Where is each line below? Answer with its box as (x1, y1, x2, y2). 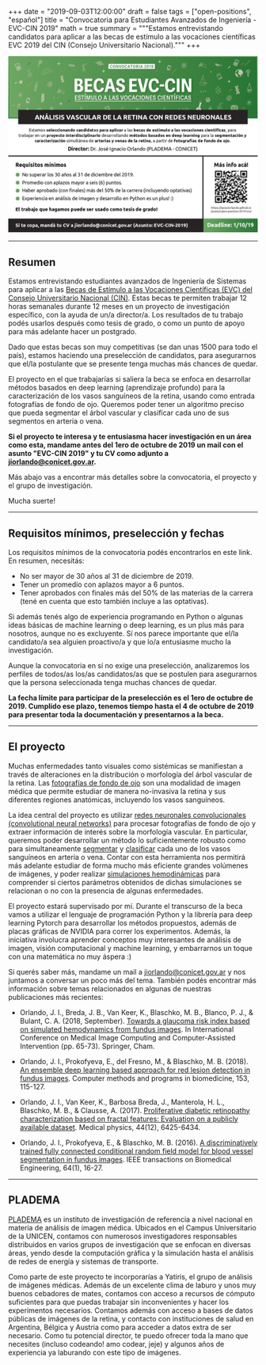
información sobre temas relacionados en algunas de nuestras (8, 983, 212, 993)
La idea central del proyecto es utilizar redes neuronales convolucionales (8, 810, 247, 819)
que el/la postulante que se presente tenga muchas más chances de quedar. (8, 359, 258, 369)
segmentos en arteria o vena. (8, 416, 104, 426)
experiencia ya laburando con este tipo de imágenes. (8, 1348, 182, 1357)
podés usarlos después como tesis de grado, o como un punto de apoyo (8, 318, 245, 328)
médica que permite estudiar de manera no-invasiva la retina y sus (8, 786, 226, 796)
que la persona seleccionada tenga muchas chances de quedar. (8, 677, 218, 687)
